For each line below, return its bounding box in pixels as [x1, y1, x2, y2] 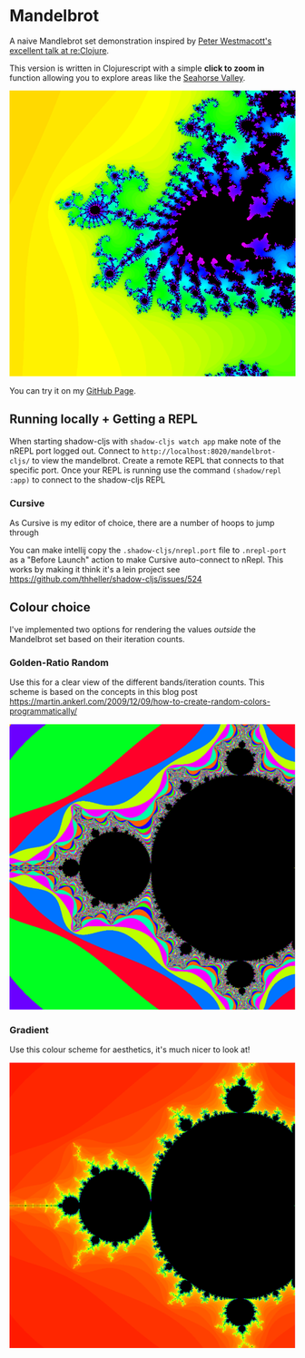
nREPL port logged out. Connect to [9, 445, 140, 456]
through [9, 527, 39, 538]
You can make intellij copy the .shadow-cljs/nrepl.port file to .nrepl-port [9, 545, 288, 556]
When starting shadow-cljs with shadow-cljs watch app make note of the [9, 435, 281, 446]
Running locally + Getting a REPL [9, 412, 198, 427]
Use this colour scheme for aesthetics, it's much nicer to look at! [9, 1044, 251, 1055]
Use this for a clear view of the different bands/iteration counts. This [9, 677, 265, 688]
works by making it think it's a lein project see [9, 564, 181, 575]
